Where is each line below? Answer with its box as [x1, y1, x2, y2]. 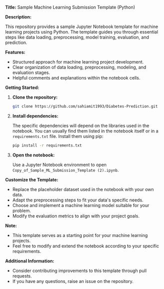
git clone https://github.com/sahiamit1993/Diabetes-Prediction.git [12, 104, 158, 109]
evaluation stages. [12, 69, 50, 75]
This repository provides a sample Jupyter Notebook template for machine [5, 23, 159, 29]
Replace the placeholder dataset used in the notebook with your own [12, 186, 154, 192]
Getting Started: [5, 84, 39, 90]
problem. [12, 207, 31, 213]
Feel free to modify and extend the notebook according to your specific [12, 242, 160, 249]
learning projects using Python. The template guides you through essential [5, 29, 159, 34]
